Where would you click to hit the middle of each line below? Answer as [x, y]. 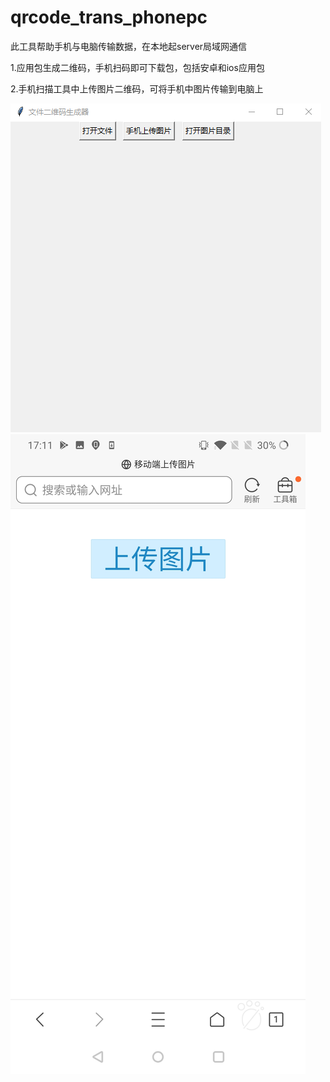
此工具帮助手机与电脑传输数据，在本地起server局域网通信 [129, 46]
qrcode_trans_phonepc [109, 17]
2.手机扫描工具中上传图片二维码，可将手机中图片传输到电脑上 [137, 88]
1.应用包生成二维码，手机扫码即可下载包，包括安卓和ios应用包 [137, 67]
